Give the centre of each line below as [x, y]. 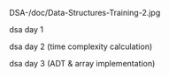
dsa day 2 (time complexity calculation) [81, 46]
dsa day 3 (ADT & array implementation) [82, 63]
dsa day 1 [27, 29]
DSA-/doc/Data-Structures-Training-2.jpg [85, 13]
